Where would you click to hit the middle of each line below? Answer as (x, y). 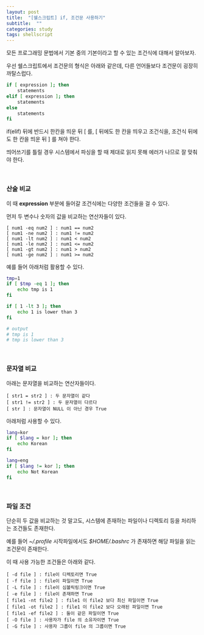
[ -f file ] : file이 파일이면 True (50, 581)
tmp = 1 (13, 278)
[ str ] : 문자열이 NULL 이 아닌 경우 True (57, 409)
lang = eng (17, 461)
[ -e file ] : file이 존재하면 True (50, 594)
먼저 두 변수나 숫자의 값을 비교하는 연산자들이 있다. (66, 216)
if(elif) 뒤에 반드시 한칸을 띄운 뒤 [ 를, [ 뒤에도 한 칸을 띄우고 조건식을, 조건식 (97, 131)
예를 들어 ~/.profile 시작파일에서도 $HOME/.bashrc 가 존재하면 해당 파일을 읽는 (101, 541)
